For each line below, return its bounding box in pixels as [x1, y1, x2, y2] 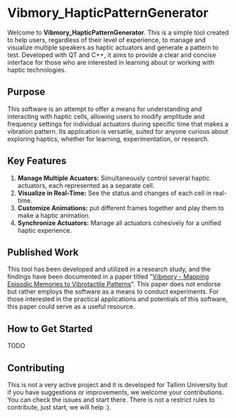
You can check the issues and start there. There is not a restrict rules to [7, 395, 216, 404]
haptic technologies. [7, 65, 67, 74]
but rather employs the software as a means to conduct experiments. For [7, 287, 219, 296]
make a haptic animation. [17, 211, 91, 220]
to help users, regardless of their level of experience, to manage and [7, 35, 206, 44]
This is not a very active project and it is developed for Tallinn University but [7, 381, 228, 388]
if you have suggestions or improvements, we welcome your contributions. [7, 388, 224, 396]
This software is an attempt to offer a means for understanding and [7, 104, 202, 113]
